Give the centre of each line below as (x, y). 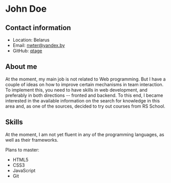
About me (21, 67)
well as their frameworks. (32, 140)
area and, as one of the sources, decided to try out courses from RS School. (85, 106)
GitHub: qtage (27, 51)
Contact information (38, 28)
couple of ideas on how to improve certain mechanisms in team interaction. (84, 84)
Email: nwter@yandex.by (39, 45)
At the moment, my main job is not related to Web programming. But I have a (86, 79)
